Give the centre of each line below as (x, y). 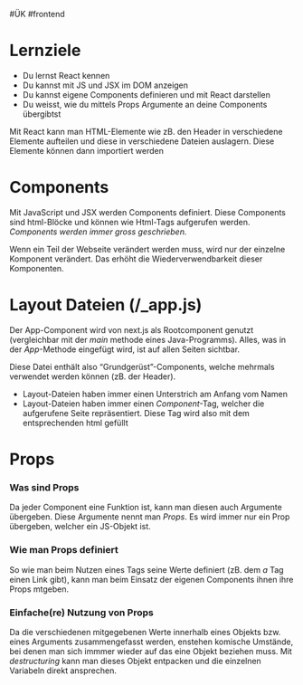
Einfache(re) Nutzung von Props (81, 613)
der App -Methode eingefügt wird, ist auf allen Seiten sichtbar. (125, 349)
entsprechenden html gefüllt (75, 423)
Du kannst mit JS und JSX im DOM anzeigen (105, 85)
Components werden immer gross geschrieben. (98, 232)
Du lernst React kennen (66, 75)
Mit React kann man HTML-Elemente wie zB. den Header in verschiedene (146, 131)
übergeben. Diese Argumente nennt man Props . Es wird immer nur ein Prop (150, 517)
